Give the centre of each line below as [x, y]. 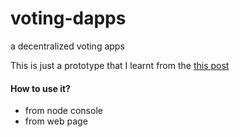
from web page [56, 121]
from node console [63, 111]
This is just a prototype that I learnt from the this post [120, 65]
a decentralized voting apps [67, 46]
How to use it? [40, 88]
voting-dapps [68, 18]
